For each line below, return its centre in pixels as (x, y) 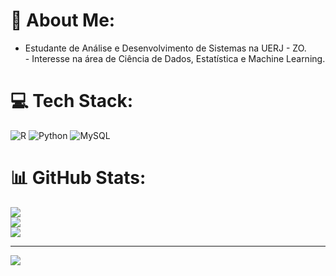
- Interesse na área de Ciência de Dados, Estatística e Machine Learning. (175, 58)
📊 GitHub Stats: (78, 178)
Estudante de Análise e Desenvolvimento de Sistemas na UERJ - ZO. (165, 48)
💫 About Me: (63, 20)
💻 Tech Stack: (72, 101)
